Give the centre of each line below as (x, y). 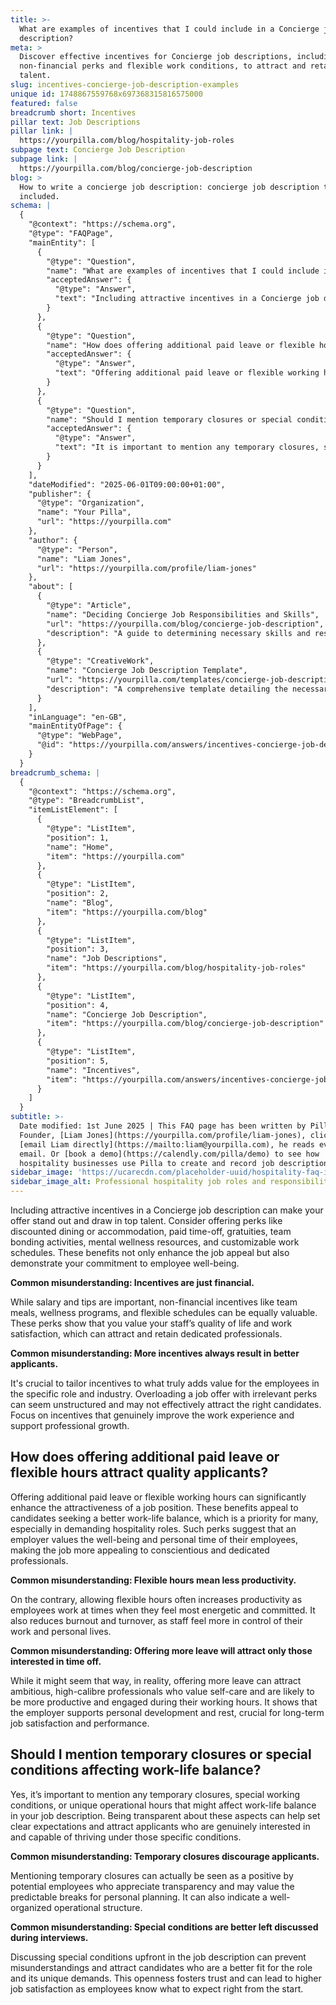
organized (31, 1907)
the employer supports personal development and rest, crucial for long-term (167, 1712)
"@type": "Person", (77, 549)
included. (39, 196)
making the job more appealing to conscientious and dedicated (140, 1550)
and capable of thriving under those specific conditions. (126, 1837)
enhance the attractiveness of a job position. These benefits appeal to (154, 1507)
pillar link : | (42, 131)
